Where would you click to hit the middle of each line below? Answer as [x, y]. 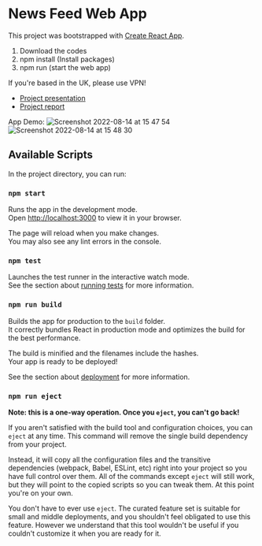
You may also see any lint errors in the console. [85, 242]
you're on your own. [41, 492]
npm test [25, 260]
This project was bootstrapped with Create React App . [96, 35]
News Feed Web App [77, 14]
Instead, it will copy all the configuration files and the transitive [109, 459]
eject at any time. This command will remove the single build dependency [128, 436]
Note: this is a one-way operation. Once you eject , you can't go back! [124, 412]
